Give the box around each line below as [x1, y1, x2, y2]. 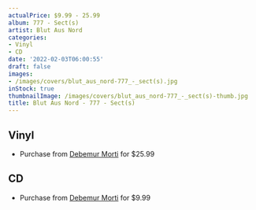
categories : [8, 33, 47, 42]
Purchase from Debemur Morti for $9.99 [19, 193, 151, 202]
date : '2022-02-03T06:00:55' [8, 56, 104, 64]
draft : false [8, 63, 51, 71]
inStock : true [8, 84, 55, 93]
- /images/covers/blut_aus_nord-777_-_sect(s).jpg [8, 77, 178, 85]
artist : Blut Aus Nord [8, 26, 83, 34]
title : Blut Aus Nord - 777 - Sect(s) [8, 99, 135, 107]
